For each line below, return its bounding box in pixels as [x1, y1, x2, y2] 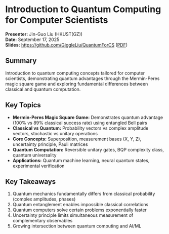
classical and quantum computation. [5, 86, 81, 92]
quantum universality [12, 152, 57, 158]
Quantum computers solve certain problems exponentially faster [12, 207, 147, 213]
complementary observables [12, 218, 73, 224]
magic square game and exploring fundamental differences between [5, 81, 148, 87]
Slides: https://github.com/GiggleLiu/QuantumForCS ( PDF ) [5, 42, 128, 48]
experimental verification [12, 163, 65, 169]
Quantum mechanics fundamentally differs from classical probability [12, 191, 155, 197]
